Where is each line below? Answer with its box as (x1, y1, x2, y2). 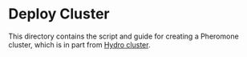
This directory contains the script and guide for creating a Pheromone (8, 31, 239, 41)
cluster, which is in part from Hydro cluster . (8, 39, 151, 49)
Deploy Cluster (8, 5, 110, 23)
